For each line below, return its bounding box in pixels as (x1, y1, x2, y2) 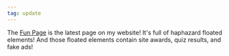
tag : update (7, 9, 41, 17)
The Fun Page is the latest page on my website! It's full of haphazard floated (7, 28, 223, 36)
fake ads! (7, 43, 34, 51)
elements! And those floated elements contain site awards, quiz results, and (7, 35, 221, 44)
